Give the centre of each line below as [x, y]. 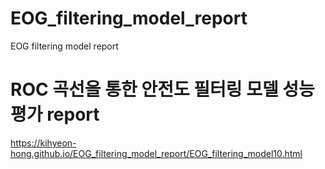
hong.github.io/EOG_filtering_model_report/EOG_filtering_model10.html [156, 153]
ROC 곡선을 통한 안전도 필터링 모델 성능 [162, 89]
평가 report [55, 114]
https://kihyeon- [43, 143]
